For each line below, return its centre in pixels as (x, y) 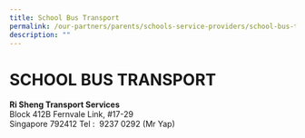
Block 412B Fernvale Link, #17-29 (72, 114)
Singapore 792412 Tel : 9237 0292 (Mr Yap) (92, 124)
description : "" (40, 34)
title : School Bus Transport (64, 18)
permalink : (30, 26)
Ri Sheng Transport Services (65, 104)
